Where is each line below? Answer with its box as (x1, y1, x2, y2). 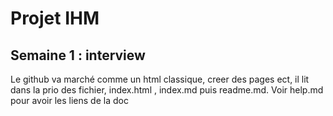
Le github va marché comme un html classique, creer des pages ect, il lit (10, 73, 310, 85)
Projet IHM (10, 7, 100, 30)
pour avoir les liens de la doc (10, 95, 129, 106)
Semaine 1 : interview (10, 47, 146, 64)
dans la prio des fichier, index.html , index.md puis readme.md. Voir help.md (10, 84, 324, 96)
